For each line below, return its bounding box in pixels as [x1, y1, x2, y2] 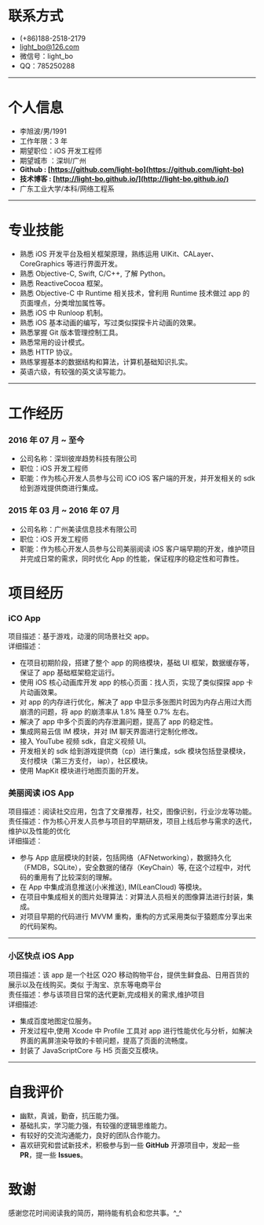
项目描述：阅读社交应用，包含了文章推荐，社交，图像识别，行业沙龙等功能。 [8, 806, 256, 817]
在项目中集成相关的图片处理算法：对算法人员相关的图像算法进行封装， [19, 892, 247, 901]
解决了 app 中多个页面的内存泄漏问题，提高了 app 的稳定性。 [19, 717, 218, 726]
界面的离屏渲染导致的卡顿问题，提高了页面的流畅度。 [19, 1036, 192, 1045]
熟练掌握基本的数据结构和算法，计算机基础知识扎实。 [19, 357, 192, 366]
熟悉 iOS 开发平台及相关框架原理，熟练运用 [19, 249, 159, 258]
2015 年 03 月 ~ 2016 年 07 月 [8, 505, 120, 516]
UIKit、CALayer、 [160, 249, 218, 258]
